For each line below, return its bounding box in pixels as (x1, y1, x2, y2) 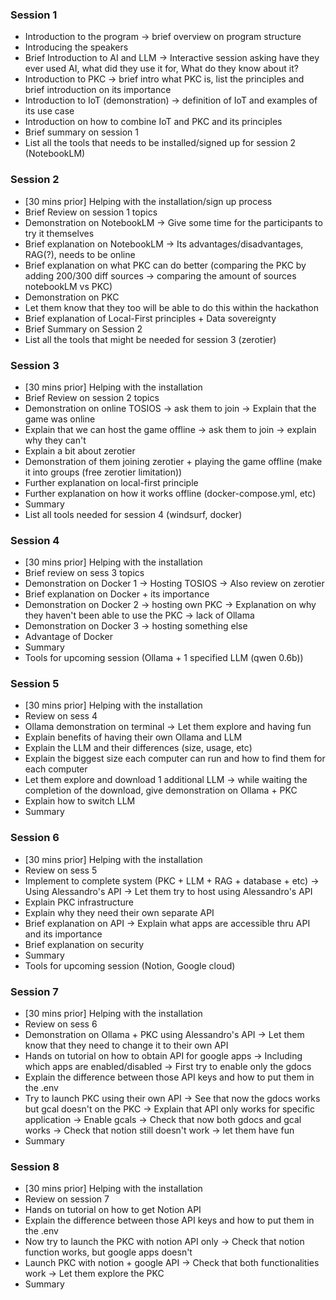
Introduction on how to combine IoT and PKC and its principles (24, 116, 283, 128)
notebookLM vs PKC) (24, 280, 113, 292)
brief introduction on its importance (24, 84, 172, 96)
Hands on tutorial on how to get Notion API (24, 1204, 202, 1216)
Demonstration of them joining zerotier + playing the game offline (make (24, 455, 323, 467)
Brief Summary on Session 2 (24, 323, 143, 335)
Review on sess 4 (24, 710, 98, 722)
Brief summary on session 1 (24, 126, 140, 138)
